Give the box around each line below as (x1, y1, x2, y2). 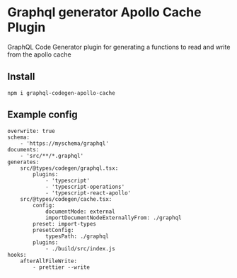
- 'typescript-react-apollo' (45, 189, 132, 197)
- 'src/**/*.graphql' (20, 152, 83, 159)
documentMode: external (45, 208, 115, 215)
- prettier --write (33, 263, 91, 271)
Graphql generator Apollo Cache (7, 4, 202, 21)
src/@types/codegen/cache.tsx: (20, 195, 112, 202)
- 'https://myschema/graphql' (20, 139, 110, 147)
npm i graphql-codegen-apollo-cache (7, 89, 115, 96)
